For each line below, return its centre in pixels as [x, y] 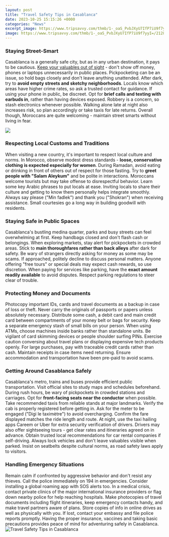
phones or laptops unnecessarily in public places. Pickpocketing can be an [83, 73]
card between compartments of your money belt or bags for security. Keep [83, 320]
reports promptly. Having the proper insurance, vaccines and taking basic [81, 518]
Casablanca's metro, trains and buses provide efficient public [69, 382]
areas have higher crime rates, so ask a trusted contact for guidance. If [79, 89]
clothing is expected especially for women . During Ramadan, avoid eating [83, 165]
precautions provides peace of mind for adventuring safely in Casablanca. [82, 524]
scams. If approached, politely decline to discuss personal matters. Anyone [83, 259]
